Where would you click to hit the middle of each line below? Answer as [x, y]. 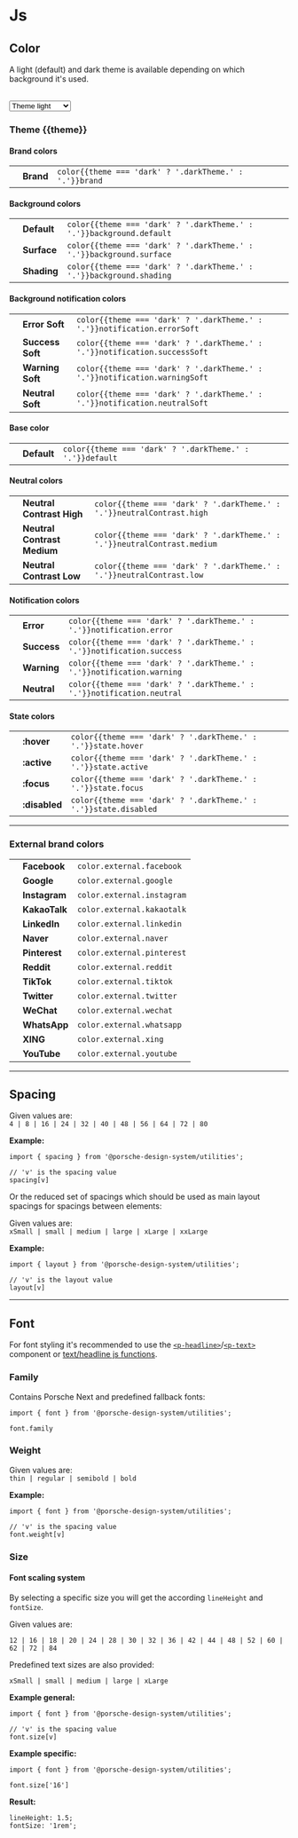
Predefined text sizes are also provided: [82, 1664]
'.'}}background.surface [119, 255]
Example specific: [43, 1753]
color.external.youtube [127, 1053]
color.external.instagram [132, 895]
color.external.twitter [127, 996]
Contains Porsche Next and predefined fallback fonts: [107, 1396]
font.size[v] [33, 1737]
